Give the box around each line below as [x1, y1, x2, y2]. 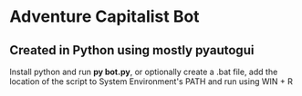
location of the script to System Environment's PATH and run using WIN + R [9, 76, 294, 87]
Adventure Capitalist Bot [9, 6, 200, 27]
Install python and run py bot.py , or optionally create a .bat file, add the [9, 66, 278, 77]
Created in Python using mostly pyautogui [9, 43, 255, 58]
